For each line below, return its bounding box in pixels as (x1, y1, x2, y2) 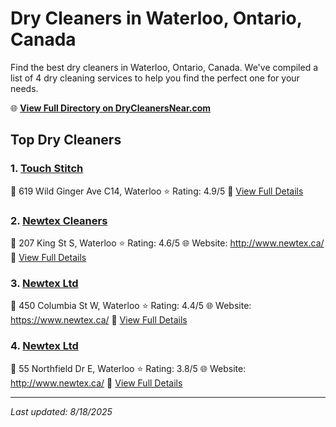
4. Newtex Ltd (10, 339, 79, 353)
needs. (10, 82, 39, 94)
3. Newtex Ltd (10, 276, 79, 290)
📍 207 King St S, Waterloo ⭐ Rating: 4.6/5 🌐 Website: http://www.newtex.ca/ (10, 237, 325, 249)
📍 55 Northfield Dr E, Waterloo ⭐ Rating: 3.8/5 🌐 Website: (10, 362, 247, 374)
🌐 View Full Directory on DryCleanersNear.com (10, 102, 212, 114)
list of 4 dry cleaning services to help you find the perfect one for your (10, 72, 300, 84)
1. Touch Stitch (10, 162, 84, 176)
